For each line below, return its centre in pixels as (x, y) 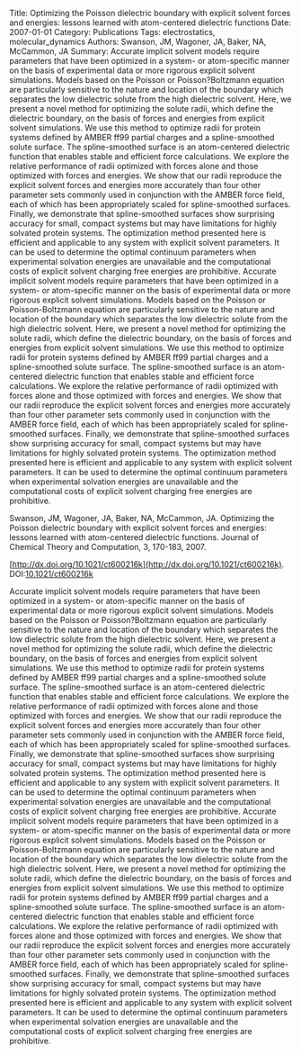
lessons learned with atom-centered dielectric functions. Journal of (134, 537)
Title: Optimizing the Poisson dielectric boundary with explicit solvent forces (150, 13)
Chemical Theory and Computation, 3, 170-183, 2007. (108, 547)
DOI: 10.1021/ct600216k (51, 574)
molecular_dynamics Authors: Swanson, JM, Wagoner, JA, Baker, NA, (138, 41)
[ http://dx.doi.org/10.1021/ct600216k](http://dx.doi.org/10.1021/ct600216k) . (147, 564)
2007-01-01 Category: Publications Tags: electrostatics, (112, 32)
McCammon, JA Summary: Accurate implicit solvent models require (135, 51)
